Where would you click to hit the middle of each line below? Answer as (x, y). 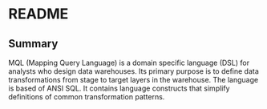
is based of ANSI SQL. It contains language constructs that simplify (119, 88)
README (38, 14)
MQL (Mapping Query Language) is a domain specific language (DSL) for (129, 63)
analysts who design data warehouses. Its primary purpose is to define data (133, 71)
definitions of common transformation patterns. (87, 97)
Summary (33, 44)
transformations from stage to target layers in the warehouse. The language (133, 80)
